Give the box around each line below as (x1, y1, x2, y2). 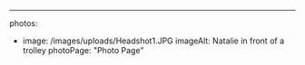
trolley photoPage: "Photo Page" (22, 45, 144, 55)
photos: (9, 18, 38, 28)
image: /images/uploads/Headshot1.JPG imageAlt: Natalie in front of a (22, 35, 285, 46)
